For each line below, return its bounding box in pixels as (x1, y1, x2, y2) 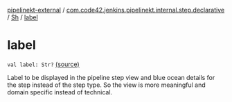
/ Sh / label (7, 13, 38, 21)
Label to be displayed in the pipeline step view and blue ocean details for (7, 73, 215, 81)
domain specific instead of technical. (7, 88, 113, 96)
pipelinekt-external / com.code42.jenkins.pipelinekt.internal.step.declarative (7, 6, 225, 14)
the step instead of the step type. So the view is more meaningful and (7, 81, 206, 89)
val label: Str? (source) (7, 60, 80, 68)
